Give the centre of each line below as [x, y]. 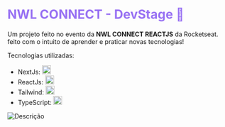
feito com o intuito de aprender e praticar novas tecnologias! [96, 41]
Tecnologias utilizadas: [41, 55]
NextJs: [29, 72]
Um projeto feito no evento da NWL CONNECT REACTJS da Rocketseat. [113, 34]
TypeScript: [34, 102]
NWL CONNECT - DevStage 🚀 [96, 15]
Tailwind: [31, 92]
